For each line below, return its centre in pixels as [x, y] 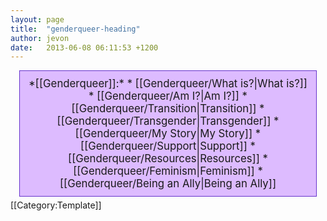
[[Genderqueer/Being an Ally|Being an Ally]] [168, 184]
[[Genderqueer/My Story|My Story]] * [168, 134]
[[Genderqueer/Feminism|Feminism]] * [168, 171]
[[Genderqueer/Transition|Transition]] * [168, 109]
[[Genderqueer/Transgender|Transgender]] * [168, 121]
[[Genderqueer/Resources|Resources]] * [168, 159]
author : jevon [40, 38]
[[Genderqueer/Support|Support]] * [168, 146]
